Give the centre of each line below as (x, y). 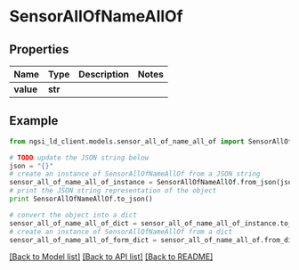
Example (34, 121)
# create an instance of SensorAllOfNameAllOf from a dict (121, 232)
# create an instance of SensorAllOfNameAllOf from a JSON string (135, 174)
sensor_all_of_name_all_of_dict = (73, 223)
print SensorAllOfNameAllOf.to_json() (81, 199)
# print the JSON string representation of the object (113, 191)
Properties (39, 49)
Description (104, 74)
